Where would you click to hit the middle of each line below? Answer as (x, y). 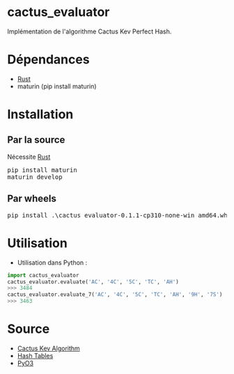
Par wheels (32, 199)
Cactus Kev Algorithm (48, 348)
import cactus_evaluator (43, 275)
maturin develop (35, 177)
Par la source (36, 140)
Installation (40, 115)
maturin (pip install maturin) (57, 86)
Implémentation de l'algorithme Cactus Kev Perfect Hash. (89, 31)
